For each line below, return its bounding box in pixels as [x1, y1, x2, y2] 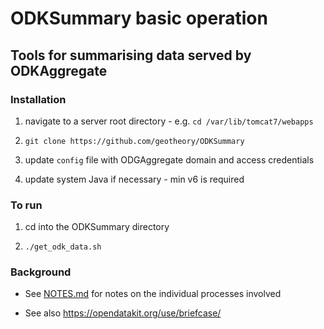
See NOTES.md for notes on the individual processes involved [24, 288, 282, 300]
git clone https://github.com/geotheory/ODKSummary [24, 136, 245, 146]
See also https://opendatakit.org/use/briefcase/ [24, 307, 222, 319]
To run [10, 198, 43, 212]
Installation [10, 92, 67, 106]
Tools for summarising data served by [10, 47, 252, 64]
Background [10, 265, 72, 279]
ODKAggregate [10, 62, 108, 79]
